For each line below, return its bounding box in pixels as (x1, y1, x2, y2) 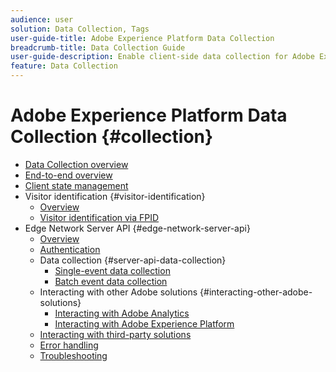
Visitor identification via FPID (39, 211, 160, 223)
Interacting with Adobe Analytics (54, 307, 190, 319)
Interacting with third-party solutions (39, 328, 192, 340)
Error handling (39, 339, 99, 351)
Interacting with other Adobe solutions (39, 286, 198, 298)
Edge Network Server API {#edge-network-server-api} (24, 222, 251, 234)
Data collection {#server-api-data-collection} (39, 254, 227, 266)
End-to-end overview (24, 169, 113, 181)
